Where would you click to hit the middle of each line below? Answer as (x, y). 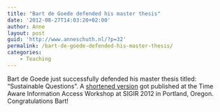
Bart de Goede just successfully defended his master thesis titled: (102, 79)
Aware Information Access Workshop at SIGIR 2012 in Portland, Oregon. (111, 93)
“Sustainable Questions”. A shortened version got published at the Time (110, 86)
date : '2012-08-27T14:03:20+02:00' (59, 20)
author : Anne (26, 26)
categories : (24, 53)
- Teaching (36, 59)
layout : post (26, 33)
